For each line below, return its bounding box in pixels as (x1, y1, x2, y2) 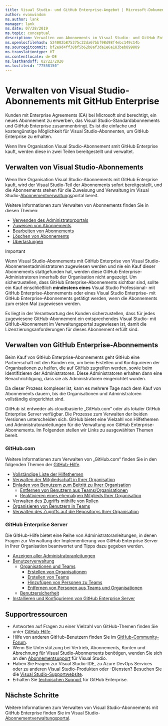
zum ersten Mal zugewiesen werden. (5, 301, 81, 307)
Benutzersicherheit (19, 590, 59, 596)
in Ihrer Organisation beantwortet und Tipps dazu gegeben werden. (5, 543, 144, 549)
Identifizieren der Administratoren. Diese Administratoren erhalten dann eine (5, 370, 162, 376)
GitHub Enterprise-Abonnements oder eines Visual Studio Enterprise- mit (5, 289, 156, 296)
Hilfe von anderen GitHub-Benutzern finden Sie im (12, 634, 116, 640)
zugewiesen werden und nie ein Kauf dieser (64, 263, 156, 269)
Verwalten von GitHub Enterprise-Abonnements (5, 341, 158, 349)
